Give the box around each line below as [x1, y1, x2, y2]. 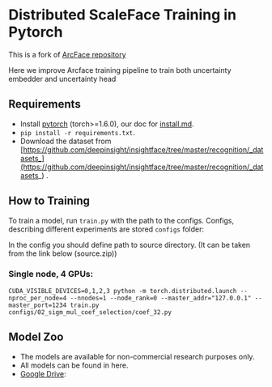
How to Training [8, 194, 91, 208]
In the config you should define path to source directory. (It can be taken [8, 240, 251, 249]
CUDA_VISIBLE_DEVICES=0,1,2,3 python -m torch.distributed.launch [8, 287, 237, 295]
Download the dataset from [19, 136, 112, 146]
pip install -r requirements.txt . [19, 127, 135, 137]
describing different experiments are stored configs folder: [8, 224, 205, 234]
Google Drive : [19, 368, 66, 378]
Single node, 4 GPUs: [8, 269, 94, 280]
